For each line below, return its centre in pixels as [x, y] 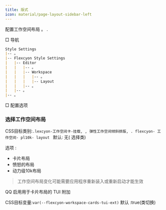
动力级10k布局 [27, 171]
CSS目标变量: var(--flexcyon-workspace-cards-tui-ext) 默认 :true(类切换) [81, 203]
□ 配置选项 [17, 105]
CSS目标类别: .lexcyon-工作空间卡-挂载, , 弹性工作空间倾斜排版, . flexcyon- [80, 131]
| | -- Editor [21, 63]
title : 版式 [17, 10]
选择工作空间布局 [26, 120]
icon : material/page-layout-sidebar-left [49, 14]
